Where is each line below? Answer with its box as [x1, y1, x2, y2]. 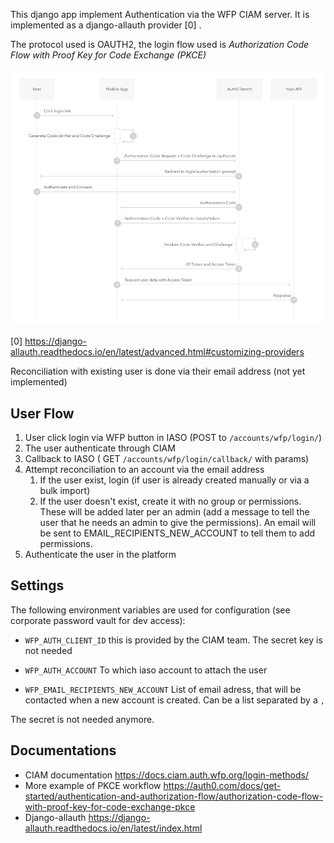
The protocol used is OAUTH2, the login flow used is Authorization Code [10, 39, 310, 50]
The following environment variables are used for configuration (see [10, 604, 291, 616]
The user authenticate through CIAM [24, 442, 176, 454]
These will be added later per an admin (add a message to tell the [39, 505, 310, 518]
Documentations [10, 742, 117, 759]
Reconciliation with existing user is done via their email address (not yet [10, 365, 306, 378]
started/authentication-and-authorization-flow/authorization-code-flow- [24, 790, 324, 802]
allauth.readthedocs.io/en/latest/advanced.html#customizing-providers [10, 346, 305, 358]
